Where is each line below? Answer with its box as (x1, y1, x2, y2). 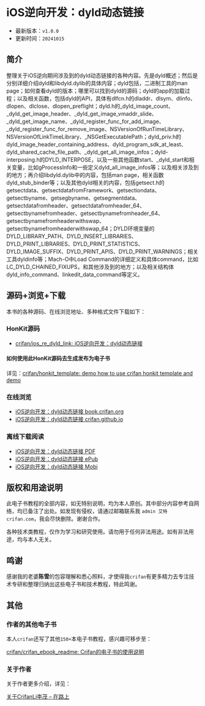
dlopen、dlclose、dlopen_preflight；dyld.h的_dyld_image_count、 (6, 102, 174, 110)
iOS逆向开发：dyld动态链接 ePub (15, 455, 99, 462)
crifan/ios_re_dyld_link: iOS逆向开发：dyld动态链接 (15, 339, 143, 347)
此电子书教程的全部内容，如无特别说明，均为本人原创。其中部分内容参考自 (6, 500, 194, 507)
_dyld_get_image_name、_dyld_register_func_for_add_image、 (6, 118, 165, 125)
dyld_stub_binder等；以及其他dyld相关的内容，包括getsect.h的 (6, 179, 165, 186)
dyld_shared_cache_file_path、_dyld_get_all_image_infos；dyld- (6, 148, 168, 156)
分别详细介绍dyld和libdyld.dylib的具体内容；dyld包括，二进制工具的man (6, 79, 188, 86)
